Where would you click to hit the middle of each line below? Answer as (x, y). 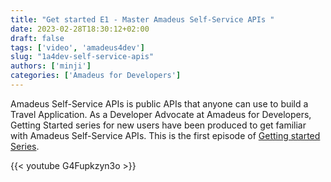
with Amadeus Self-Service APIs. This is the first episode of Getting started (165, 135)
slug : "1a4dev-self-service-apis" (82, 57)
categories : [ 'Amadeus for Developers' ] (96, 76)
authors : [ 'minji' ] (51, 66)
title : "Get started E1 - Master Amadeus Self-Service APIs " (142, 19)
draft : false (37, 38)
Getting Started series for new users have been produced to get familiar (158, 125)
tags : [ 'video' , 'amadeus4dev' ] (77, 47)
